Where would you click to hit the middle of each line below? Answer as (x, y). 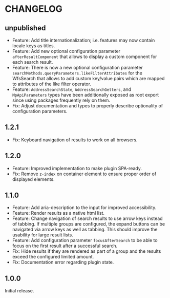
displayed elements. (33, 179)
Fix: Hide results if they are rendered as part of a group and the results (87, 251)
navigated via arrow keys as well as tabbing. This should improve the (85, 230)
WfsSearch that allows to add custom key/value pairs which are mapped (88, 78)
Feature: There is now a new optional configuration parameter (77, 68)
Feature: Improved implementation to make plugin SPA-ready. (77, 168)
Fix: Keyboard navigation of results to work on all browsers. (75, 140)
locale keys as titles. (34, 46)
